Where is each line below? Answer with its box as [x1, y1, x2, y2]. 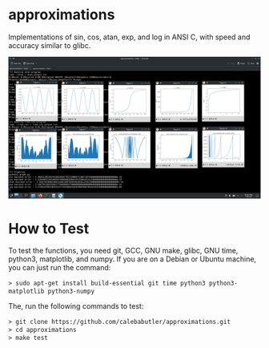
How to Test [8, 219, 90, 237]
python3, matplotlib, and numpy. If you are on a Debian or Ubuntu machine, [8, 254, 257, 264]
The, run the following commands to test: [8, 301, 144, 311]
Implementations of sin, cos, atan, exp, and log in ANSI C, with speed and [8, 32, 251, 42]
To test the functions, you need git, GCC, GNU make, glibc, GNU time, [8, 246, 239, 256]
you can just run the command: [8, 263, 111, 273]
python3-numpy [47, 287, 94, 296]
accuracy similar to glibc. [8, 40, 91, 50]
